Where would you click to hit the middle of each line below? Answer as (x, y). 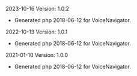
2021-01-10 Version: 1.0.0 (37, 55)
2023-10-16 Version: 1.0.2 (38, 9)
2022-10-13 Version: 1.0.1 (37, 32)
